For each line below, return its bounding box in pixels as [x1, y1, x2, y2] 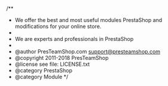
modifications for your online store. [14, 23, 102, 30]
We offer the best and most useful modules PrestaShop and [14, 17, 163, 23]
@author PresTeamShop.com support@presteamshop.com [14, 48, 160, 55]
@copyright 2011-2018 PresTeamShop [14, 55, 109, 61]
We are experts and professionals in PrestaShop [14, 36, 134, 42]
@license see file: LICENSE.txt [14, 60, 90, 68]
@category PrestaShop [14, 67, 73, 74]
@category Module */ [14, 74, 69, 80]
